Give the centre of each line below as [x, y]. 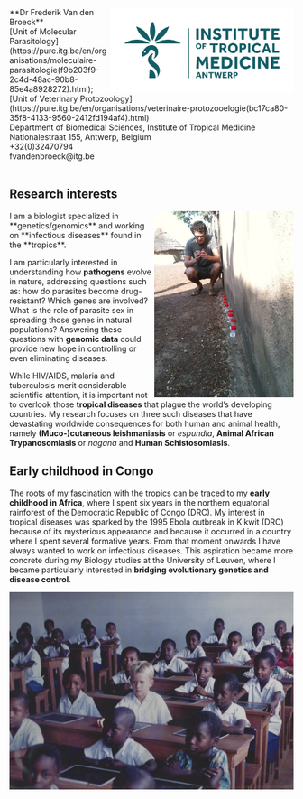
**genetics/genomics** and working [77, 225]
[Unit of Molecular [43, 32]
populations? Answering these [66, 329]
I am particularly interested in [64, 262]
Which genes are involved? [98, 301]
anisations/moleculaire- [53, 60]
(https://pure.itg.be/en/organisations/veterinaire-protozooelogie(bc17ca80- [149, 108]
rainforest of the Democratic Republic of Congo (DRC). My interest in [138, 512]
